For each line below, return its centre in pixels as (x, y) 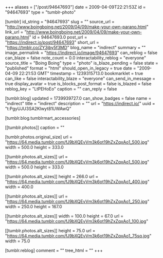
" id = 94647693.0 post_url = (58, 37)
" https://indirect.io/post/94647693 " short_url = (52, 42)
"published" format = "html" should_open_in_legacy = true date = (71, 68)
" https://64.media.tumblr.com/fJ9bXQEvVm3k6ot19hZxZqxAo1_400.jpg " (77, 182)
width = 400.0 (19, 187)
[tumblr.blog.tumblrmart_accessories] (43, 118)
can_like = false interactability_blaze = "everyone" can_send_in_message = (80, 78)
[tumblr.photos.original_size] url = (39, 137)
